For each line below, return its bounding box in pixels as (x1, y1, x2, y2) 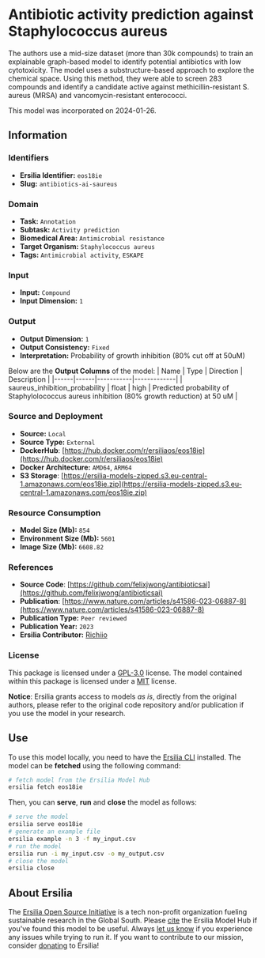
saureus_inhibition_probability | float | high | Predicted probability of (8, 383, 229, 392)
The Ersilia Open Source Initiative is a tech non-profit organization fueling (8, 907, 248, 917)
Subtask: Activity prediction (19, 224, 120, 234)
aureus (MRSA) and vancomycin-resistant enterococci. (8, 90, 187, 100)
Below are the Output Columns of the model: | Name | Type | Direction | (8, 366, 243, 375)
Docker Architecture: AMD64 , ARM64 (19, 462, 132, 472)
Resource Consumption (8, 507, 101, 519)
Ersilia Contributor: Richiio (19, 630, 108, 639)
